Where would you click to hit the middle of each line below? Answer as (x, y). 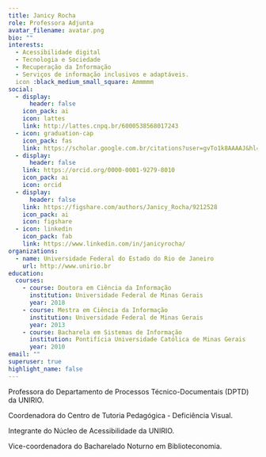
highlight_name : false (46, 369)
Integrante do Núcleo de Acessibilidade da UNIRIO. (91, 430)
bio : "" (21, 38)
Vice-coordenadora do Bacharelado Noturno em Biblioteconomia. (115, 446)
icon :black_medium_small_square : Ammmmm (85, 82)
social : (21, 89)
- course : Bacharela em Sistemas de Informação (102, 332)
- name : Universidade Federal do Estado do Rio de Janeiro (115, 258)
